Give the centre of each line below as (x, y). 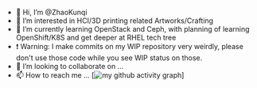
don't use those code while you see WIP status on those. (109, 58)
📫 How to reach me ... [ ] (100, 75)
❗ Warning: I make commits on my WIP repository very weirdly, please (130, 46)
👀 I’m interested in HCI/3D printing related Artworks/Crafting (114, 21)
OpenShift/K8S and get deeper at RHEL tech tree (96, 37)
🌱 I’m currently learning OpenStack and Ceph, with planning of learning (132, 29)
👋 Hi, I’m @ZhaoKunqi (51, 12)
